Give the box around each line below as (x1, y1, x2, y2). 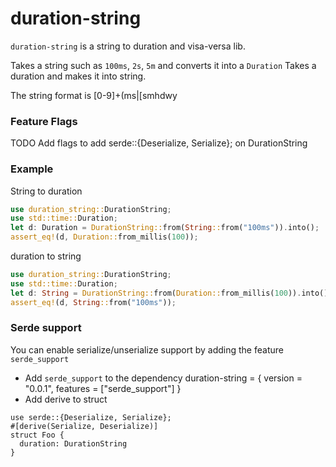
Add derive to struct (24, 393, 108, 405)
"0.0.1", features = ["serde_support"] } (24, 382, 182, 394)
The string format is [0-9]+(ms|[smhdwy (10, 89, 178, 101)
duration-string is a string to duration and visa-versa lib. (10, 40, 246, 52)
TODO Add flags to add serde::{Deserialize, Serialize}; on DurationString (10, 137, 308, 149)
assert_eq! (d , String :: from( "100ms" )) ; (10, 297, 177, 307)
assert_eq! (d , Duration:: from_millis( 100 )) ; (10, 232, 199, 242)
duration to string (10, 250, 82, 262)
